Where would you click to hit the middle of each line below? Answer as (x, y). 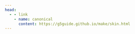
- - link (19, 14)
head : (10, 10)
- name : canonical (33, 19)
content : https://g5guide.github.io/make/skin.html (74, 24)
